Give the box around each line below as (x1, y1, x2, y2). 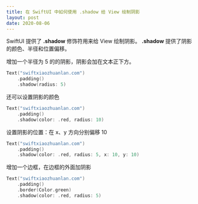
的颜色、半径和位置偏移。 (6, 45, 70, 52)
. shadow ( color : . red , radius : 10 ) (17, 117, 104, 123)
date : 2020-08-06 (6, 20, 50, 26)
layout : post (6, 15, 39, 21)
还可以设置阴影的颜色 (6, 93, 59, 100)
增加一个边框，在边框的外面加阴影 (6, 163, 91, 171)
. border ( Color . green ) (17, 187, 71, 193)
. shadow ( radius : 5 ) (17, 81, 67, 88)
